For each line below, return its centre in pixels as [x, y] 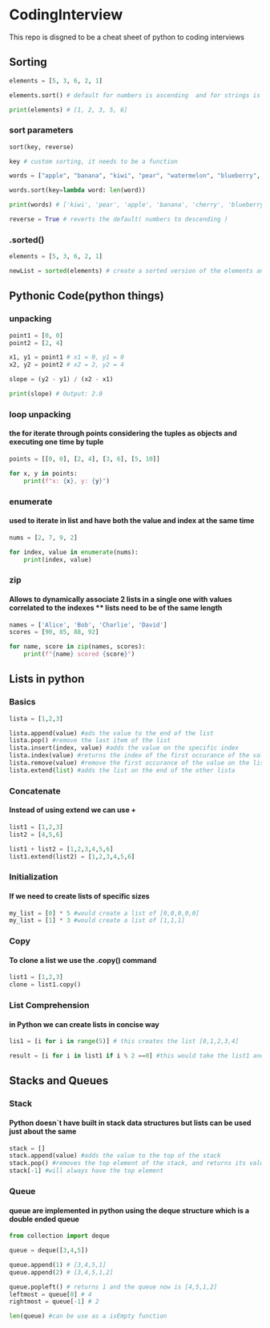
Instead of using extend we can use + [73, 810]
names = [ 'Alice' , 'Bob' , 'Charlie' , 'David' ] [88, 625]
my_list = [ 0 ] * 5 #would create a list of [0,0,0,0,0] [104, 913]
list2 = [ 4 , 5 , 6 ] [36, 835]
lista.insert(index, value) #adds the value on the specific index [124, 748]
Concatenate [35, 790]
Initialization [34, 877]
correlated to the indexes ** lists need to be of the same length [116, 607]
